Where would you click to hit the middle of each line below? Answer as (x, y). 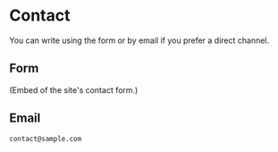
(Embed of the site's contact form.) (74, 89)
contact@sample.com (46, 139)
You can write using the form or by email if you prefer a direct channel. (139, 40)
